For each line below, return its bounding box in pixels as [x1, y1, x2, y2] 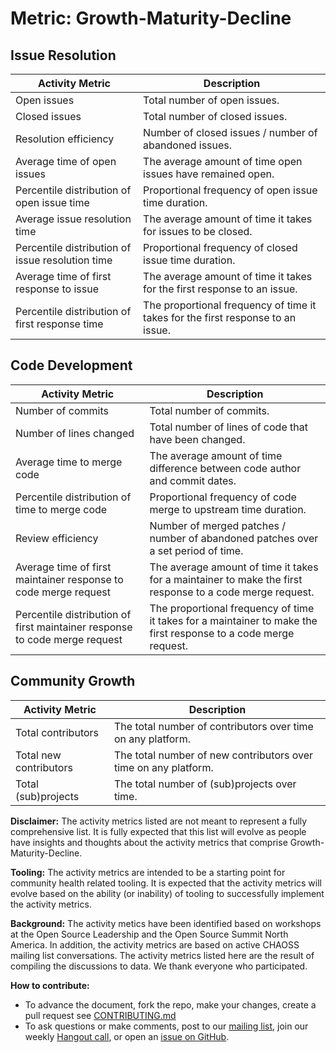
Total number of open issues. [143, 93, 280, 107]
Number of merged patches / [149, 518, 287, 532]
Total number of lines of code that [149, 420, 308, 434]
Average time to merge [15, 455, 123, 469]
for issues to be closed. [143, 225, 253, 238]
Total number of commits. [149, 403, 270, 417]
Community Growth [10, 673, 136, 690]
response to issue [15, 282, 99, 296]
